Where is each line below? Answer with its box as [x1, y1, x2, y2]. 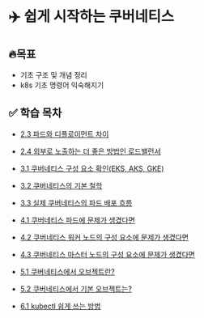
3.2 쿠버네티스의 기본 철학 [19, 180, 103, 190]
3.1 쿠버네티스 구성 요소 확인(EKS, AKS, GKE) [19, 163, 164, 173]
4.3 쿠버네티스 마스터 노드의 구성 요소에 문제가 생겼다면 [19, 249, 196, 259]
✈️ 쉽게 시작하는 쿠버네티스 [8, 7, 175, 26]
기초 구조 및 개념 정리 [19, 70, 87, 79]
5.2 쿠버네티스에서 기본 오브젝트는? [19, 284, 132, 294]
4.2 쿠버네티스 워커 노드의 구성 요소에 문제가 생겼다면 [19, 232, 189, 242]
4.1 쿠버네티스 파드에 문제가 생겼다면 [19, 215, 135, 225]
